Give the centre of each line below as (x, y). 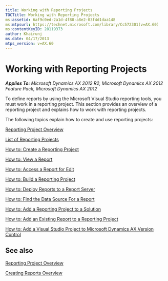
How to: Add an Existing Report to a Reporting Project (62, 219)
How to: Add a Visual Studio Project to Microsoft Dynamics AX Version (80, 229)
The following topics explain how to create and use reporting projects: (79, 119)
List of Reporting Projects (32, 139)
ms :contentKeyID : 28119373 (34, 29)
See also (19, 250)
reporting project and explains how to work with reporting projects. (76, 109)
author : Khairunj (24, 34)
